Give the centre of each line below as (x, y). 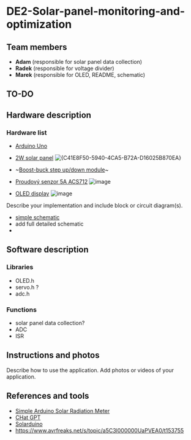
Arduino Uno (31, 146)
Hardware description (49, 115)
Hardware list (27, 132)
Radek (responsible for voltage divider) (65, 68)
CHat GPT (28, 417)
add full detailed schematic (49, 224)
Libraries (20, 267)
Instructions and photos (53, 356)
